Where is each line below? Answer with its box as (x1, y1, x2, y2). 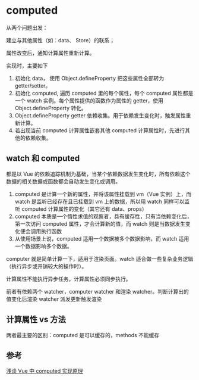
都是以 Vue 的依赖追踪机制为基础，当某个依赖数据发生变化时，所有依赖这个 (6, 170, 191, 177)
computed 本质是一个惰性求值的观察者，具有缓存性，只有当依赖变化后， (14, 213, 192, 220)
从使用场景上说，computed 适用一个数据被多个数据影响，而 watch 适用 (14, 235, 189, 242)
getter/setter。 (14, 82, 51, 89)
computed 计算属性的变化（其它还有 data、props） (21, 205, 147, 212)
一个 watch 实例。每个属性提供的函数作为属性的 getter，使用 (14, 96, 163, 104)
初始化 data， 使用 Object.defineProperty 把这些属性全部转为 (14, 74, 165, 82)
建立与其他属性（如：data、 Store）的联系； (6, 36, 115, 43)
